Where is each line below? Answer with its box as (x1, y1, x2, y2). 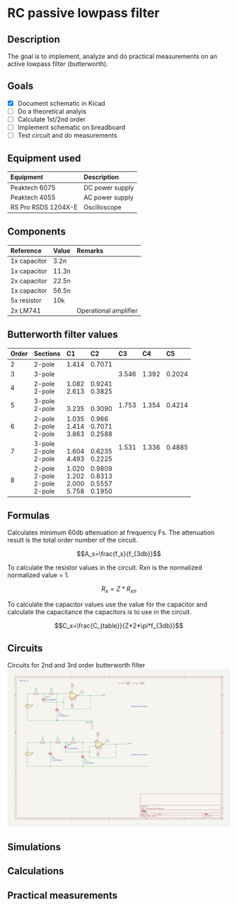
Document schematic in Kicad (17, 99, 105, 107)
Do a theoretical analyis (17, 107, 87, 115)
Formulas (7, 509, 50, 521)
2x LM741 (10, 306, 41, 315)
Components (7, 226, 66, 238)
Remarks (76, 246, 104, 255)
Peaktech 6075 (10, 183, 56, 192)
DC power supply (83, 183, 134, 192)
